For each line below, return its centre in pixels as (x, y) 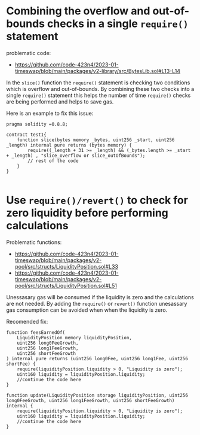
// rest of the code (53, 161)
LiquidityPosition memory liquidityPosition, (75, 337)
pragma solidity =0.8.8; (37, 124)
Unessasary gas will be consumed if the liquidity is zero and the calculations (100, 297)
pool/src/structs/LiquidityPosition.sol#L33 (66, 266)
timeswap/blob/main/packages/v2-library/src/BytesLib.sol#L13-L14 (98, 71)
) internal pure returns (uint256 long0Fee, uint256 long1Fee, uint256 (97, 358)
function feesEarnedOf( (36, 332)
